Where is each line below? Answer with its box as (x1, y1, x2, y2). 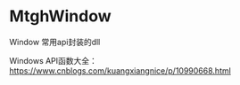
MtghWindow (9, 6, 112, 27)
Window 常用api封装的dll (9, 36, 101, 47)
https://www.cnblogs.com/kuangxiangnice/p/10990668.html (9, 65, 232, 76)
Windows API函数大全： (9, 55, 98, 66)
